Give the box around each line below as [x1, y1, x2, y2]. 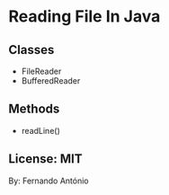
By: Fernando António [8, 175, 89, 186]
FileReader [21, 66, 62, 76]
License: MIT [8, 151, 83, 167]
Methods [8, 102, 60, 117]
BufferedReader [21, 75, 81, 86]
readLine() [21, 125, 60, 136]
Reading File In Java [8, 6, 161, 27]
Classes [8, 42, 55, 58]
